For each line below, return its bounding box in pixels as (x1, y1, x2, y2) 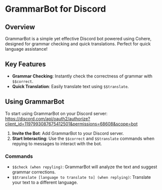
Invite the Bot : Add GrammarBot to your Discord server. (12, 130, 124, 136)
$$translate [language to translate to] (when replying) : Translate (12, 174, 151, 180)
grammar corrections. (12, 169, 56, 175)
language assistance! (5, 46, 48, 52)
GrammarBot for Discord (5, 3, 106, 15)
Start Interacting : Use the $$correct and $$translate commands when (12, 135, 155, 141)
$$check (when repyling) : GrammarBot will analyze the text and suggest (12, 164, 157, 170)
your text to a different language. (12, 179, 78, 185)
